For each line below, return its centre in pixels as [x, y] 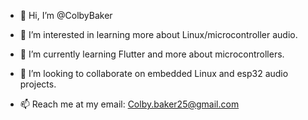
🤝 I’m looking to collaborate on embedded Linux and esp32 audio [154, 73]
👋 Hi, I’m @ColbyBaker [66, 15]
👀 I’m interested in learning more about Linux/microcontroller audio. [158, 34]
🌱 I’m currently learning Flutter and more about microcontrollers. [152, 54]
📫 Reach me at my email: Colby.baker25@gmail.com [129, 104]
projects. [38, 84]
